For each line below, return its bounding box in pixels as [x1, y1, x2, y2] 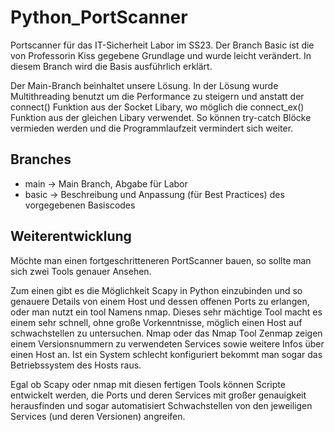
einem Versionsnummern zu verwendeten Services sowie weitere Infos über [10, 337, 325, 350]
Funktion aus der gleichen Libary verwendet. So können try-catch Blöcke [10, 111, 312, 123]
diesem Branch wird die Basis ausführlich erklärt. [10, 60, 213, 72]
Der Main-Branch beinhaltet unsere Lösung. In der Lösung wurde [10, 79, 279, 91]
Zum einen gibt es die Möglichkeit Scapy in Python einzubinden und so [10, 284, 303, 296]
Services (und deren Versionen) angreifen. [10, 410, 186, 422]
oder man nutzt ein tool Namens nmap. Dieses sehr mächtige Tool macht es [10, 306, 323, 318]
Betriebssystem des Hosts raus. [10, 359, 142, 371]
